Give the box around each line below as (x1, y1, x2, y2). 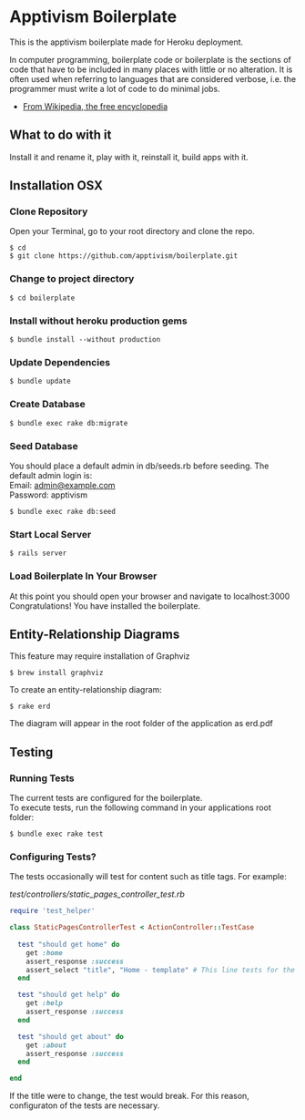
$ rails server (9, 549, 67, 558)
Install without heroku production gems (9, 314, 188, 327)
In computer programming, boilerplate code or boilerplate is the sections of (9, 54, 291, 65)
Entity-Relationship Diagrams (9, 626, 180, 642)
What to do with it (9, 128, 112, 143)
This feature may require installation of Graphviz (9, 651, 190, 662)
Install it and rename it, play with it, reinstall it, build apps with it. (9, 151, 249, 162)
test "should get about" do (17, 1032, 125, 1041)
